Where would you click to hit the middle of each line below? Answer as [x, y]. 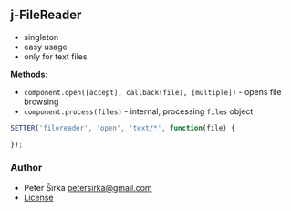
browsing [41, 101]
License [38, 197]
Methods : [29, 74]
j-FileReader [46, 15]
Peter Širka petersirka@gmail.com [88, 187]
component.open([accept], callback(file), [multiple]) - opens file [152, 91]
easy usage [45, 47]
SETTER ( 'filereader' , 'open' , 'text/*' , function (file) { [123, 128]
